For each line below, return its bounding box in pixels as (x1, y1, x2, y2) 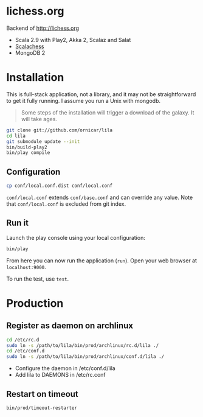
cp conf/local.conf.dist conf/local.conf (6, 183, 113, 189)
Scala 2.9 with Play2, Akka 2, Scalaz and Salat (15, 36, 131, 43)
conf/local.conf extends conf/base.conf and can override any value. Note (6, 194, 193, 201)
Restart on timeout (6, 388, 79, 399)
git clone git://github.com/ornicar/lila (6, 127, 113, 133)
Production (6, 296, 64, 310)
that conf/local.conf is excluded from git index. (6, 200, 126, 208)
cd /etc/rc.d (6, 337, 40, 343)
